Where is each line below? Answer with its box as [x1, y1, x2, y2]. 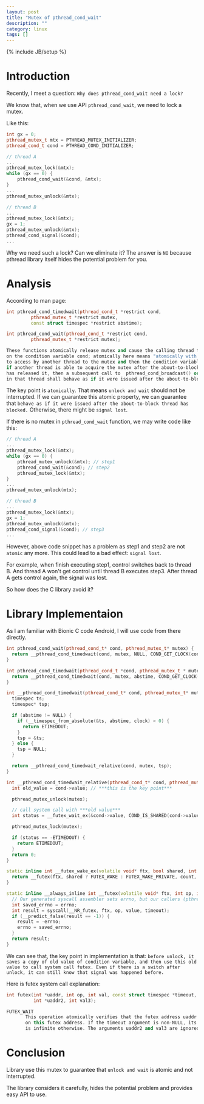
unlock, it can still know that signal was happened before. [6, 969, 165, 976]
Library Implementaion [6, 607, 123, 621]
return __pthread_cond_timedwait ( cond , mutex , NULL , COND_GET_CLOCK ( [12, 651, 191, 657]
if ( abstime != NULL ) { [12, 712, 72, 719]
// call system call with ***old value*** [12, 807, 121, 813]
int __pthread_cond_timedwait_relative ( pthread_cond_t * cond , [6, 779, 167, 785]
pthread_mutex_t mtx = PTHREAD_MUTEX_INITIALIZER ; [6, 137, 137, 143]
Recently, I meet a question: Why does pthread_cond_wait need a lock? [6, 89, 183, 97]
